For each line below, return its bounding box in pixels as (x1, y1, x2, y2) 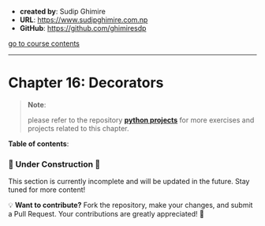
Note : (27, 100, 47, 109)
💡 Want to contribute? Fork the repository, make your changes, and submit (8, 201, 253, 210)
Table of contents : (8, 138, 69, 149)
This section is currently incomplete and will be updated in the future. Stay (8, 177, 250, 186)
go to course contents (8, 39, 80, 48)
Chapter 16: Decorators (8, 74, 164, 92)
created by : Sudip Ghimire (19, 7, 106, 16)
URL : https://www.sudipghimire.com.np (19, 15, 148, 24)
